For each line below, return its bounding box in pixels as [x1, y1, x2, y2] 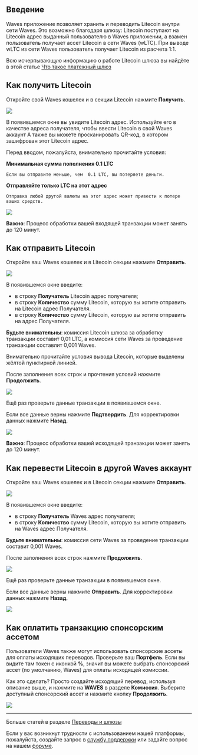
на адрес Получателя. [14, 318, 71, 325]
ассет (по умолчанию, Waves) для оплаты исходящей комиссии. [6, 667, 169, 674]
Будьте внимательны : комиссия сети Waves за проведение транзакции [6, 537, 189, 544]
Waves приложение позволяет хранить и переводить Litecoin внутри [6, 20, 180, 27]
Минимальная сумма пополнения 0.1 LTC [6, 160, 114, 167]
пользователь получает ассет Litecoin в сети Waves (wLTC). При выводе [6, 39, 189, 46]
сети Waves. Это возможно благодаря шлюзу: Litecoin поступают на [6, 27, 179, 34]
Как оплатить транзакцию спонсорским [6, 622, 164, 633]
